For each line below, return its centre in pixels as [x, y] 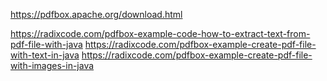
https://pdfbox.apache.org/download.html [96, 14]
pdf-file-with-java [46, 44]
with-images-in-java [52, 65]
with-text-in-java [45, 55]
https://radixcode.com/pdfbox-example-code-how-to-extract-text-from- [160, 33]
